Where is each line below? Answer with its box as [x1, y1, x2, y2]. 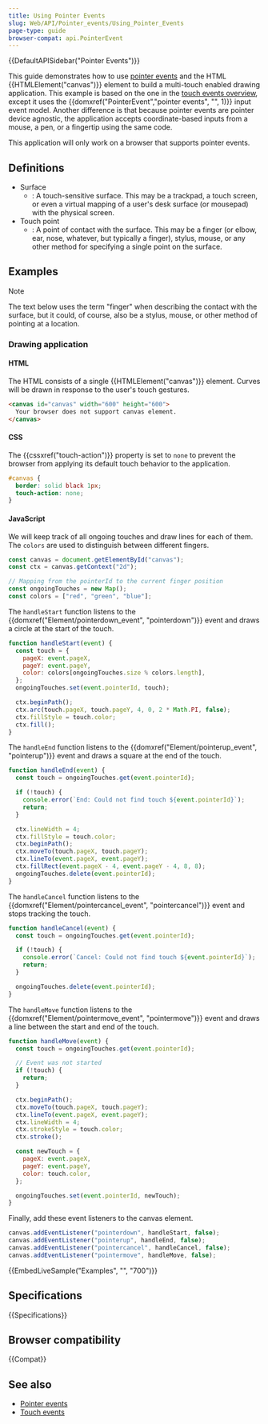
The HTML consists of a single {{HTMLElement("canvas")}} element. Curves [8, 377, 261, 386]
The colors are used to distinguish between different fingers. [8, 540, 210, 550]
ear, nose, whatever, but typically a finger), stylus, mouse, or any [31, 234, 246, 243]
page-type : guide [8, 26, 66, 34]
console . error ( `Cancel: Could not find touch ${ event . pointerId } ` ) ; [22, 954, 256, 962]
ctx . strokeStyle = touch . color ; [15, 1126, 124, 1134]
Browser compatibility [8, 1333, 122, 1346]
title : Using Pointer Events [8, 11, 106, 20]
